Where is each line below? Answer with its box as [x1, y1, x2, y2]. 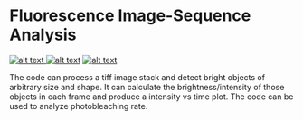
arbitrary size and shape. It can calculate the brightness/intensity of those [9, 81, 285, 92]
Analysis [9, 24, 77, 45]
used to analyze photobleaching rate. [9, 100, 148, 111]
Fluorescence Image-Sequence [9, 5, 251, 26]
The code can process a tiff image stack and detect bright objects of [9, 71, 265, 82]
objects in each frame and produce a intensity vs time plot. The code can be [9, 91, 294, 102]
